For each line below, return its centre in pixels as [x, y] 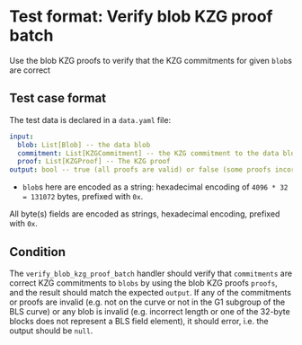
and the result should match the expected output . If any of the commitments [151, 292]
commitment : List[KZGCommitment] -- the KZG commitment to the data [148, 153]
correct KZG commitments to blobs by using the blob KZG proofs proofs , [144, 283]
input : [22, 137]
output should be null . [51, 331]
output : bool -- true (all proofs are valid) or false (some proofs [140, 170]
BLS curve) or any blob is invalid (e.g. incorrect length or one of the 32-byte [150, 311]
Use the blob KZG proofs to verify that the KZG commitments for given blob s [151, 60]
